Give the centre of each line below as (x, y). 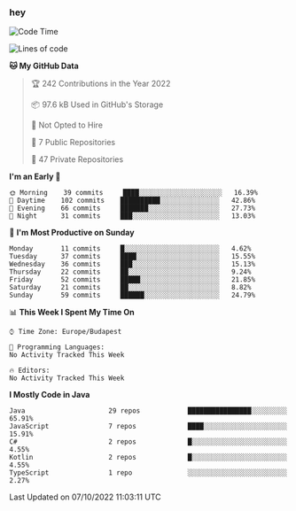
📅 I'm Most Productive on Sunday (72, 233)
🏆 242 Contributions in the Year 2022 (101, 84)
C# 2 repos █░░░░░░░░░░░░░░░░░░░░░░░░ (148, 442)
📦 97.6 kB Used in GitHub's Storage (97, 105)
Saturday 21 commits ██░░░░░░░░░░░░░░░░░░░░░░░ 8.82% (130, 288)
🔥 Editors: (30, 371)
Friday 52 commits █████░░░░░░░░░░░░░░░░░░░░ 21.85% (132, 280)
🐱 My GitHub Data (44, 66)
